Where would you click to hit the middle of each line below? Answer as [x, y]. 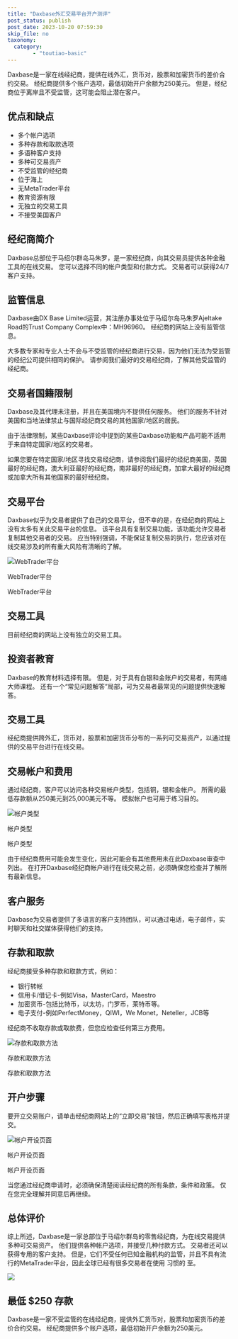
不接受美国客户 [39, 215]
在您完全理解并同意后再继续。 [51, 1194]
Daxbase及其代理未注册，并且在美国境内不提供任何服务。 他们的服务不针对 [117, 412]
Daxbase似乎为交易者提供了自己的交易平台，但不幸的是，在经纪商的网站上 [116, 520]
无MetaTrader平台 [44, 188]
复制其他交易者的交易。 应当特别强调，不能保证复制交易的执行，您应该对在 [117, 537]
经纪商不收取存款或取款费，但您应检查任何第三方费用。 [88, 1027]
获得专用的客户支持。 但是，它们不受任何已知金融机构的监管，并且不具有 [114, 1254]
